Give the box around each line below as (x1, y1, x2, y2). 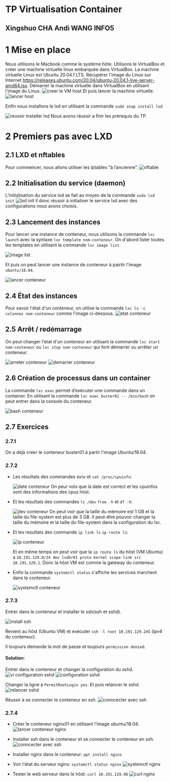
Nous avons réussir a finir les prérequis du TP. (50, 113, 147, 119)
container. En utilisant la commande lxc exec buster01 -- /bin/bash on (5, 393, 155, 399)
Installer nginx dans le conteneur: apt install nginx (12, 752, 122, 758)
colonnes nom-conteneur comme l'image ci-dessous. (5, 310, 114, 316)
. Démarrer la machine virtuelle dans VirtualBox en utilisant (27, 82, 149, 88)
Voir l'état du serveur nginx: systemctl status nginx (12, 761, 122, 767)
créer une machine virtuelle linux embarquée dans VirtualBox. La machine (5, 66, 159, 72)
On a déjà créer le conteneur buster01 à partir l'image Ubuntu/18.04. (5, 449, 147, 455)
